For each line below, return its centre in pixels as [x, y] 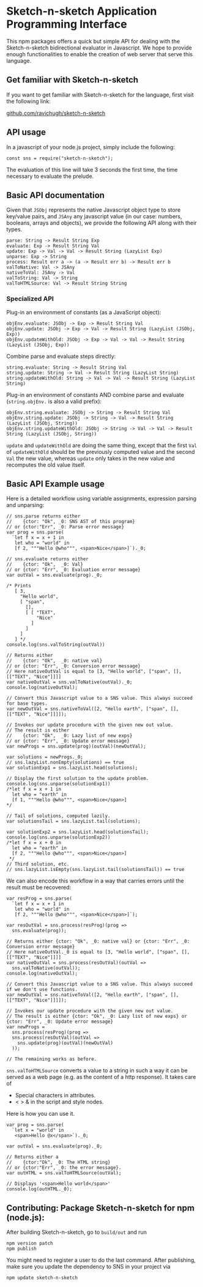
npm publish [21, 1249]
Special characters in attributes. [55, 1096]
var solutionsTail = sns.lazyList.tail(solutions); [73, 822]
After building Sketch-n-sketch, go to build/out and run [77, 1232]
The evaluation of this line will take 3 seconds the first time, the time [92, 169]
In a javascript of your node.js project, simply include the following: [91, 147]
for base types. [27, 704]
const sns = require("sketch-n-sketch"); [60, 158]
